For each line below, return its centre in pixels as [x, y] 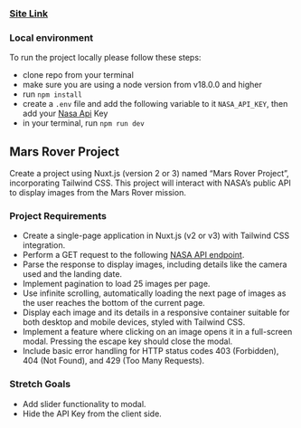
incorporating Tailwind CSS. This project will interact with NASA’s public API [150, 183]
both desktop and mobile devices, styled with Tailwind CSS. [134, 322]
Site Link [28, 14]
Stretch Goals [40, 385]
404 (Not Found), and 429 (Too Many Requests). [113, 361]
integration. [44, 245]
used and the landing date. [72, 274]
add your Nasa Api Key [65, 114]
